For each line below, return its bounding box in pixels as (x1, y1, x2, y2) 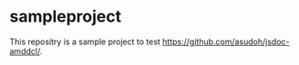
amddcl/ (9, 45, 41, 56)
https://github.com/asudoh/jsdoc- (162, 36, 290, 47)
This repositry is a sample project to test (9, 36, 161, 47)
